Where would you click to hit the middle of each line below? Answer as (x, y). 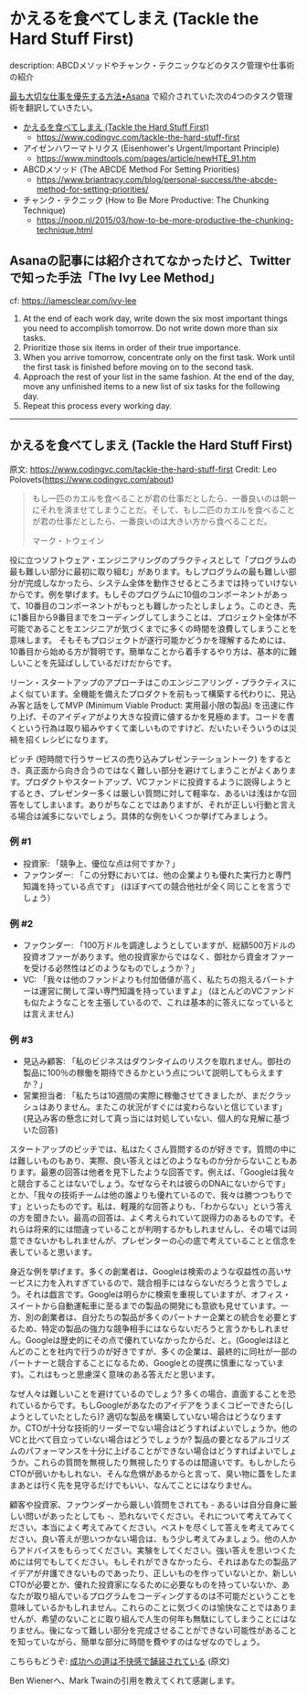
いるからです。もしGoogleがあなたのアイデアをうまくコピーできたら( (155, 1405)
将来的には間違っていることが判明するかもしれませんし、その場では (161, 1230)
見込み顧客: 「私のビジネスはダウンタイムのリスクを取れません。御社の (157, 1061)
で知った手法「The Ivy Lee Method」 (115, 278)
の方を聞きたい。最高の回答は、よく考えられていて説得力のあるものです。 (149, 1218)
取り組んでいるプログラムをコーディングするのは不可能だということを (165, 1596)
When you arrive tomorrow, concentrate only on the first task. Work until (159, 357)
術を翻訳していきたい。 (53, 107)
